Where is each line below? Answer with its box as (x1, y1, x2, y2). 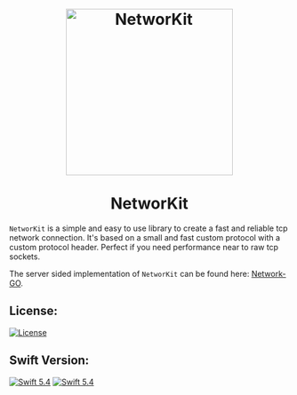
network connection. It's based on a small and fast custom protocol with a (9, 232, 281, 242)
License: (9, 304, 58, 319)
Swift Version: (9, 353, 90, 368)
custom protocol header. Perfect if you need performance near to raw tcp (9, 241, 278, 252)
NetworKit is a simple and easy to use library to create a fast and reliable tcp (9, 223, 288, 233)
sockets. (9, 251, 41, 262)
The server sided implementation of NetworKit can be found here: (9, 268, 250, 279)
